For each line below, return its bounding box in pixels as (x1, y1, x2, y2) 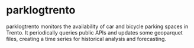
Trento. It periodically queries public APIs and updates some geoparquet (6, 29, 183, 36)
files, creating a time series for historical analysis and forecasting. (6, 35, 167, 42)
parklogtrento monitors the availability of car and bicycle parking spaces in (6, 23, 189, 30)
